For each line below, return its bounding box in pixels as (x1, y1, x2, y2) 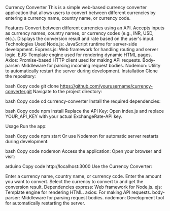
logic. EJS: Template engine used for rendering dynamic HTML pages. (5, 52, 152, 58)
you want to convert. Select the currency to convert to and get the (5, 179, 144, 184)
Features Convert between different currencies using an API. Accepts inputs (5, 25, 165, 31)
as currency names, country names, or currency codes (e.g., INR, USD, (5, 30, 154, 36)
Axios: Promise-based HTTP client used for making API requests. (5, 57, 142, 63)
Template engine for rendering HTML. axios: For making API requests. (5, 189, 151, 195)
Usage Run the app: (5, 123, 47, 129)
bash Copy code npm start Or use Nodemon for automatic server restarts (5, 133, 159, 139)
